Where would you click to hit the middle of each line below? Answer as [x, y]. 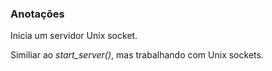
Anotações [37, 14]
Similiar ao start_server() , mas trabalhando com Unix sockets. [137, 55]
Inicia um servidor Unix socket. [74, 36]
